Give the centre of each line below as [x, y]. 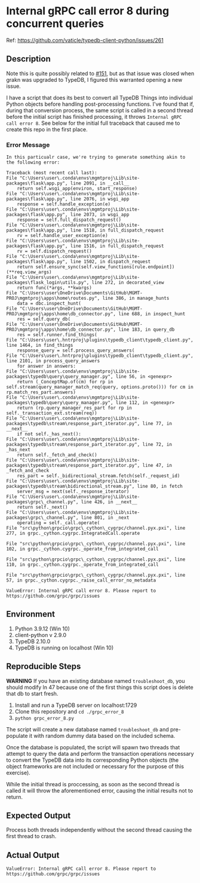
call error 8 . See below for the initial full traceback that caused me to [93, 123]
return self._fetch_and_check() [57, 455]
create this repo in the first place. [47, 129]
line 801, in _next [105, 518]
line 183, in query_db [147, 330]
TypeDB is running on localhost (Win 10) [64, 647]
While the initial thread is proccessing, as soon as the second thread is [93, 784]
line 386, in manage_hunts [136, 299]
